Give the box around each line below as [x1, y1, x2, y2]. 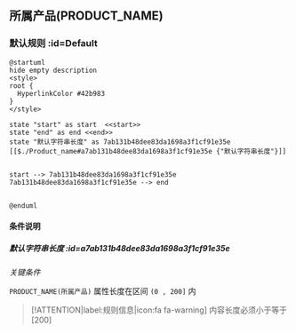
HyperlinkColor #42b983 [17, 89, 105, 98]
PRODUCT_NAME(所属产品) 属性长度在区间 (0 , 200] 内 [9, 286, 197, 297]
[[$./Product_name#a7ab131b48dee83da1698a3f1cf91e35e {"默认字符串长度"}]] [9, 147, 287, 155]
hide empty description [9, 66, 98, 75]
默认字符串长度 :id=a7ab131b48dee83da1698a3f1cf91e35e [9, 242, 231, 253]
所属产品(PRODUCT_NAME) [9, 8, 164, 24]
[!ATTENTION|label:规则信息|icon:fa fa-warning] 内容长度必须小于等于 [30, 305, 287, 315]
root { [9, 81, 34, 91]
